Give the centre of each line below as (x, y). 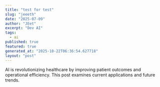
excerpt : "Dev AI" (24, 28)
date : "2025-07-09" (25, 19)
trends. (12, 80)
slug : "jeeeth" (21, 14)
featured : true (21, 46)
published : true (22, 42)
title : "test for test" (30, 10)
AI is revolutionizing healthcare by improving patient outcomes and (73, 70)
